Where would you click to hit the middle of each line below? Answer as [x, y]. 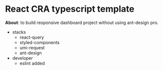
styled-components [40, 42]
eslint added [32, 63]
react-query [32, 37]
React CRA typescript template [70, 9]
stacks [19, 32]
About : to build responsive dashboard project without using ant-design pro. [82, 23]
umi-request [32, 47]
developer [22, 58]
